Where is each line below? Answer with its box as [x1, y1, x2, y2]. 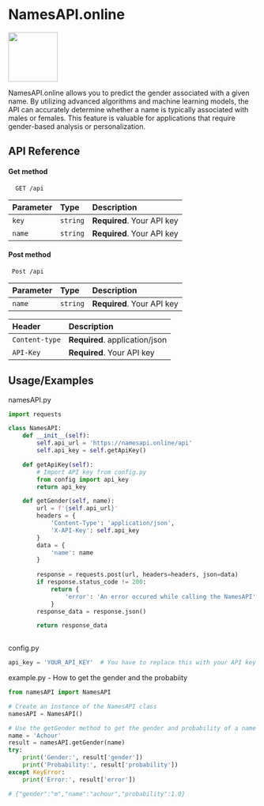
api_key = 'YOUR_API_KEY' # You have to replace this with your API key [8, 659, 257, 667]
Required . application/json [68, 334, 168, 345]
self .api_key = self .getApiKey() [36, 447, 147, 455]
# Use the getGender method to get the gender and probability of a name [8, 724, 257, 732]
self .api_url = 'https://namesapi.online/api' [36, 439, 193, 448]
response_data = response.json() [36, 607, 147, 615]
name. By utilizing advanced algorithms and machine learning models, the [8, 96, 249, 106]
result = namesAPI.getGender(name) [8, 739, 126, 747]
